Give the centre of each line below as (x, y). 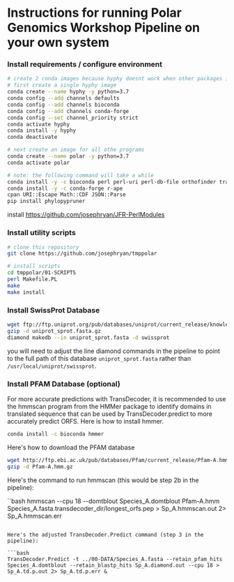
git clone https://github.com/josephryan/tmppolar (82, 254)
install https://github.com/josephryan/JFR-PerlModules (86, 215)
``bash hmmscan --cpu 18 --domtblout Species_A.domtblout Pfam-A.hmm (114, 501)
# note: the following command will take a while (81, 175)
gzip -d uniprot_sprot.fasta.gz (54, 331)
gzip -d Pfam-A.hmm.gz (40, 467)
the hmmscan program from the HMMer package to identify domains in (109, 406)
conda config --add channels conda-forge (68, 111)
